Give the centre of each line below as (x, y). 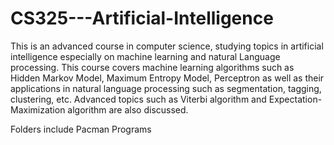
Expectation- (295, 99)
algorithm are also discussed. (128, 109)
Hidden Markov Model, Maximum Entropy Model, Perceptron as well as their (167, 78)
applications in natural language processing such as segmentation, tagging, (166, 88)
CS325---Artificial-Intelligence (142, 18)
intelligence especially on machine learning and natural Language (145, 56)
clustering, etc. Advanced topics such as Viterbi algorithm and (138, 99)
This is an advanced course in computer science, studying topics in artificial (167, 46)
